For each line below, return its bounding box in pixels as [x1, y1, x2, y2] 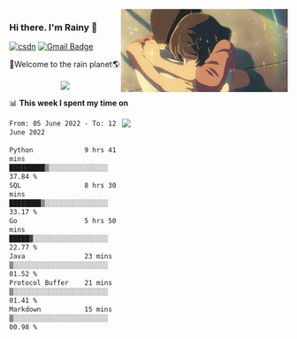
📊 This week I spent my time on [9, 97, 129, 109]
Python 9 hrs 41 [9, 146, 117, 155]
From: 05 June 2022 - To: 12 [9, 119, 117, 128]
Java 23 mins [9, 252, 113, 261]
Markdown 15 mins [9, 305, 113, 314]
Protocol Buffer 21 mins [9, 279, 113, 288]
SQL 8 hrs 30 [9, 181, 117, 190]
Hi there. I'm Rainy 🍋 [9, 21, 98, 34]
